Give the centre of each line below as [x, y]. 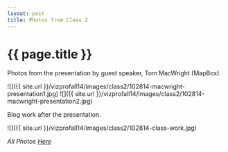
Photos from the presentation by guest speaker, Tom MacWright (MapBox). [114, 73]
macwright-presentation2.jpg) [50, 102]
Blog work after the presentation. [54, 115]
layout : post [26, 13]
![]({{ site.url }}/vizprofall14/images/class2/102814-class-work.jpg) [102, 128]
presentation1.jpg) [33, 94]
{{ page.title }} [50, 54]
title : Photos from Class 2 [48, 20]
